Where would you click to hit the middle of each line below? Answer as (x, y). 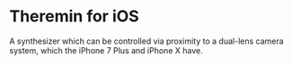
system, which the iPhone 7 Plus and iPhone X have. (106, 50)
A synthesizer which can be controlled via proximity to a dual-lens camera (147, 41)
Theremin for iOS (74, 16)
